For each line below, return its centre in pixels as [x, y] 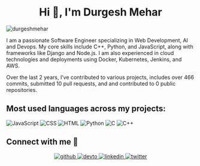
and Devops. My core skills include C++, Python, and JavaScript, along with [100, 47]
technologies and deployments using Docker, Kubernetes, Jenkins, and [94, 59]
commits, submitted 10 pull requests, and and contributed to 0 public [91, 84]
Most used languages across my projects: [86, 109]
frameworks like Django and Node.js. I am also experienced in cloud [90, 53]
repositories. [22, 90]
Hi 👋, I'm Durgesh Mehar [101, 12]
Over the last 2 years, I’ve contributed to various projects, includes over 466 [100, 77]
